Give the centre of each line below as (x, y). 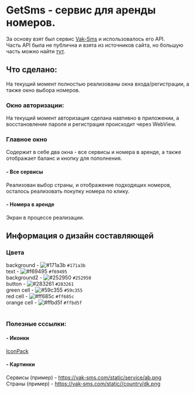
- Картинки (20, 364)
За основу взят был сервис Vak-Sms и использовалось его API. (85, 39)
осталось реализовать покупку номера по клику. (68, 191)
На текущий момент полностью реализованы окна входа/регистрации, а (97, 84)
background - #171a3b (46, 265)
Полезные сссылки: (36, 324)
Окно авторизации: (35, 105)
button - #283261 (40, 284)
